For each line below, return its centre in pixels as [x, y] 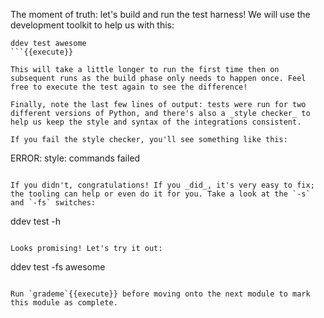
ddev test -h [36, 221]
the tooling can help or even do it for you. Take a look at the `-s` [160, 194]
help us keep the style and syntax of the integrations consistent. [156, 122]
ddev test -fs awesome [58, 267]
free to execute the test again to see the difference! [129, 87]
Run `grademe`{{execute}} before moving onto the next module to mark [160, 294]
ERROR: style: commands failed [75, 158]
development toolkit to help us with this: [92, 25]
